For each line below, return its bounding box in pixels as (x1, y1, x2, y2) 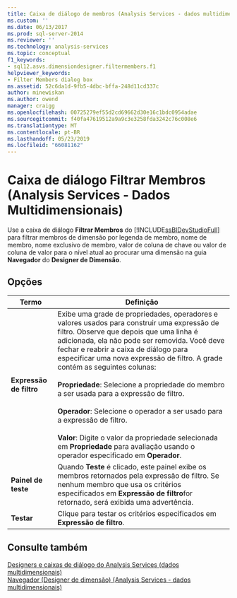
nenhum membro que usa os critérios (57, 479, 182, 489)
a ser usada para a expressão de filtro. (57, 388, 185, 398)
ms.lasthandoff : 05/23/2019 (7, 135, 90, 142)
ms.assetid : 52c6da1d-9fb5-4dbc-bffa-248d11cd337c (7, 83, 159, 90)
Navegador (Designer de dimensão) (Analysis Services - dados (7, 575, 191, 584)
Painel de (11, 475, 43, 485)
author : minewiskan (7, 89, 65, 96)
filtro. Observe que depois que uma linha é (57, 327, 199, 336)
